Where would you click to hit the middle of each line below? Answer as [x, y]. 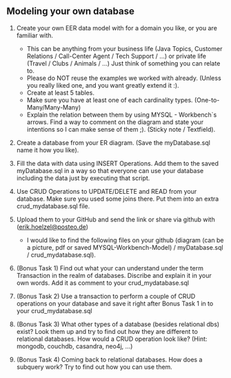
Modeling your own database [71, 11]
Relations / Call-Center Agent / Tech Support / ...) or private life [116, 56]
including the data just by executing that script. [83, 178]
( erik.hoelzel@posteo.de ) [52, 226]
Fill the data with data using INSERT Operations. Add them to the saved [117, 163]
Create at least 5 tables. [60, 92]
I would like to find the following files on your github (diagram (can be [125, 240]
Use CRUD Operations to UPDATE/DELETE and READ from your [107, 191]
